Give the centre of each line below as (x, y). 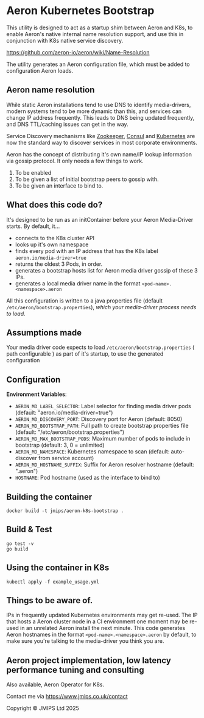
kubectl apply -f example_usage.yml (53, 582)
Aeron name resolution (51, 90)
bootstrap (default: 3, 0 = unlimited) (60, 445)
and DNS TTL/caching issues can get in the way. (68, 124)
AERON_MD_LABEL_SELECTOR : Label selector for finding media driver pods (103, 406)
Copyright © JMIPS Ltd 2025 (43, 708)
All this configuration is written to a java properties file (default (85, 301)
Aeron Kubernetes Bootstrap (80, 11)
